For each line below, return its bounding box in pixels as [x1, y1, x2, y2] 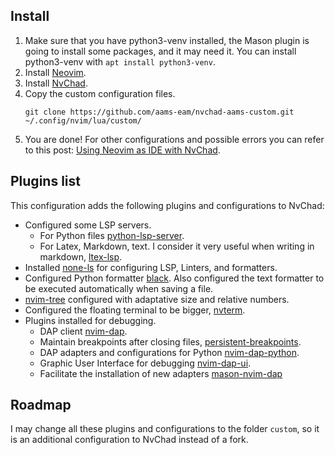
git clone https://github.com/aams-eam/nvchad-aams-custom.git [24, 107, 295, 117]
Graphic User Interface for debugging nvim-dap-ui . [39, 357, 252, 369]
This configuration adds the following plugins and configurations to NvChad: [10, 199, 325, 211]
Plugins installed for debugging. [24, 314, 157, 326]
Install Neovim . [24, 66, 87, 78]
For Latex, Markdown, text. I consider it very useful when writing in [39, 240, 315, 252]
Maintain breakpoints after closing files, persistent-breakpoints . [39, 335, 302, 348]
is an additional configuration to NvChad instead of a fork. [10, 434, 249, 446]
